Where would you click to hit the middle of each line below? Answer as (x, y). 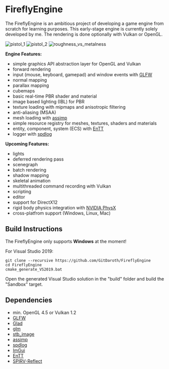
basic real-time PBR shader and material (55, 96)
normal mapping (30, 80)
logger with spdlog (32, 134)
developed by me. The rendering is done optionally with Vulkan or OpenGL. (84, 34)
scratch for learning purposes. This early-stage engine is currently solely (81, 28)
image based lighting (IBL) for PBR (48, 101)
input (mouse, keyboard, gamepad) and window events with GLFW (82, 74)
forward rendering (32, 69)
